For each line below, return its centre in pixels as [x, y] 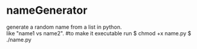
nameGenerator [47, 10]
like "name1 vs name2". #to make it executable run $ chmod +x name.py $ [99, 33]
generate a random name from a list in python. [64, 27]
